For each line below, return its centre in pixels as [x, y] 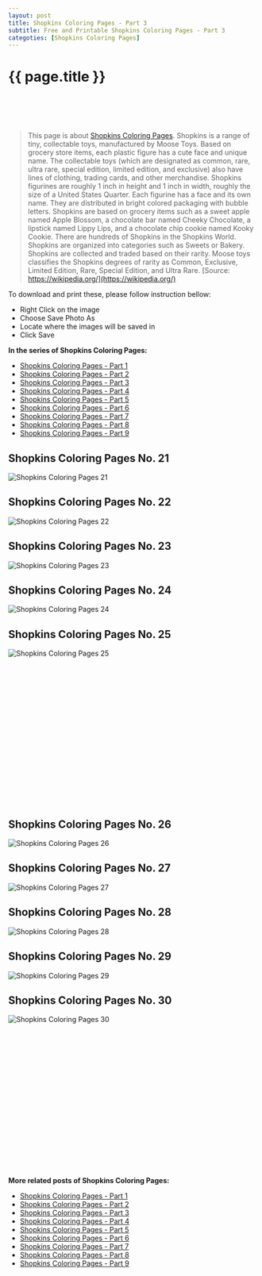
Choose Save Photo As [57, 318]
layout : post [30, 15]
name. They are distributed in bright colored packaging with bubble [138, 203]
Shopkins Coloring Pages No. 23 [90, 546]
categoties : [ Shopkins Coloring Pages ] [74, 38]
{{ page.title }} [57, 77]
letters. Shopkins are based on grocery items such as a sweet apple [139, 212]
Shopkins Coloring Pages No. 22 [90, 502]
